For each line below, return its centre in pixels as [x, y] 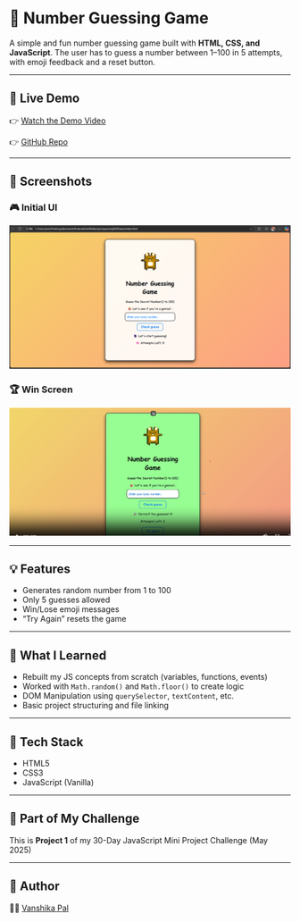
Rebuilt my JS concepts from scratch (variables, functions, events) [145, 677]
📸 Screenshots [51, 182]
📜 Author [34, 887]
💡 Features [40, 569]
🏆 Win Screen [41, 390]
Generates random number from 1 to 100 [96, 591]
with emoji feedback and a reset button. [83, 62]
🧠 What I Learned [58, 655]
